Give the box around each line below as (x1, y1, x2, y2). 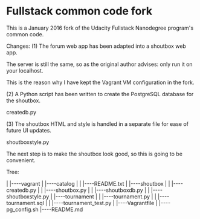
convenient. (6, 156, 36, 164)
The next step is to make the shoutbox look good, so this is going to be (6, 150, 183, 157)
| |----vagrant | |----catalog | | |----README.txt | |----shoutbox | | (6, 180, 170, 187)
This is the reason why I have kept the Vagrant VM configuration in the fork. (6, 79, 195, 86)
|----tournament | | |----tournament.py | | (53, 192, 157, 200)
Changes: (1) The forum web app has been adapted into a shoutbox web (6, 42, 186, 50)
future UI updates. (6, 126, 51, 134)
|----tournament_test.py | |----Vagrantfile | (51, 199, 158, 206)
